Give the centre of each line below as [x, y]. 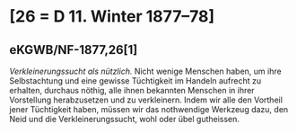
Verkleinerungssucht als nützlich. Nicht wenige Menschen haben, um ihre [145, 71]
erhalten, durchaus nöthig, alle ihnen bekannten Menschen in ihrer [132, 90]
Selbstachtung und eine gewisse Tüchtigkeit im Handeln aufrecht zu [135, 81]
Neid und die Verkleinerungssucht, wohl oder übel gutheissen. [125, 119]
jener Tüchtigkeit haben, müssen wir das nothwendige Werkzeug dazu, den [149, 109]
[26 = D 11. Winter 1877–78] [112, 17]
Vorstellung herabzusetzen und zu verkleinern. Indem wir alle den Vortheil [146, 100]
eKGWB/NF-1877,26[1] [74, 50]
